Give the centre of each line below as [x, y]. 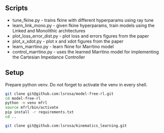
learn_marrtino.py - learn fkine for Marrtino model [63, 46]
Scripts [17, 8]
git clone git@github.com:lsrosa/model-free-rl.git [59, 94]
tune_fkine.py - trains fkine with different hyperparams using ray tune [83, 20]
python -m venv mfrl [26, 103]
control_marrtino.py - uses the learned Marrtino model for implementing [85, 52]
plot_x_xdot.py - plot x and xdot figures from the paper [68, 41]
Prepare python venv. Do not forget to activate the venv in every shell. [76, 84]
